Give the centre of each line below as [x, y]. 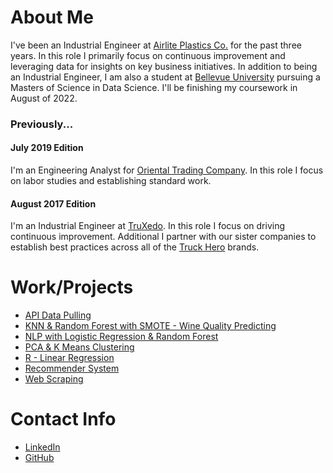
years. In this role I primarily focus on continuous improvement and [148, 55]
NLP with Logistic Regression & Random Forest [121, 337]
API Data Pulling [58, 315]
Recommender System [72, 368]
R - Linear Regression [69, 358]
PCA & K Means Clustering [79, 347]
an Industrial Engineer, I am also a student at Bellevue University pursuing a [165, 77]
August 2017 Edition [53, 203]
